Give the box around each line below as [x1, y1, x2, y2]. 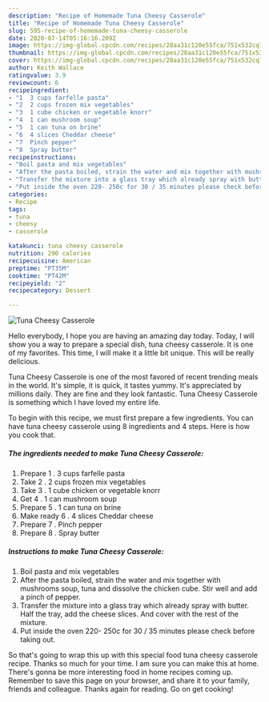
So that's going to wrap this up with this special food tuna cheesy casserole [8, 650, 259, 660]
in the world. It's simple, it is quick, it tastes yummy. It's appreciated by [8, 381, 242, 391]
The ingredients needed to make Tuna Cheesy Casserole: [8, 448, 204, 458]
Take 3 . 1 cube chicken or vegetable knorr [19, 486, 161, 495]
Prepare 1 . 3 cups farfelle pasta [19, 469, 126, 479]
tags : [8, 205, 26, 213]
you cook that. [8, 430, 56, 440]
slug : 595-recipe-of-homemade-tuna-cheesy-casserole [8, 26, 188, 34]
